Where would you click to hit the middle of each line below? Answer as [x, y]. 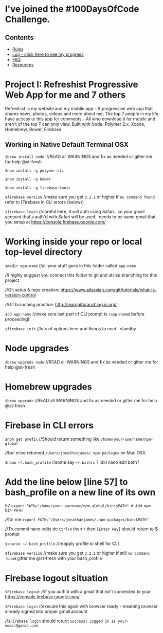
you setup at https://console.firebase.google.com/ [55, 222]
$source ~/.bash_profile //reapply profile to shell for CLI [62, 543]
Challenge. [27, 19]
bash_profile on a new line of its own [80, 492]
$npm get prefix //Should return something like [52, 439]
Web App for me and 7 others [65, 95]
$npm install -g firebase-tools [38, 188]
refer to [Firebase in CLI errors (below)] [45, 202]
